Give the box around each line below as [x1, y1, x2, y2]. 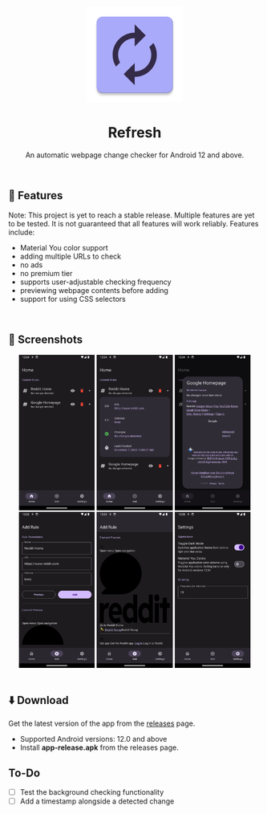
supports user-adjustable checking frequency [19, 277, 172, 287]
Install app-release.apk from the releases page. [19, 743, 179, 752]
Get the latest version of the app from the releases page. [8, 718, 196, 728]
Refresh [107, 124, 162, 142]
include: [8, 227, 35, 237]
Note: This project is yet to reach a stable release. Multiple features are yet [8, 210, 255, 220]
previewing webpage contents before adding [19, 285, 168, 295]
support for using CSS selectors [19, 294, 126, 303]
